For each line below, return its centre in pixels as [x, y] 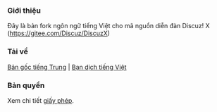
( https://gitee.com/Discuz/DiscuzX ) [59, 33]
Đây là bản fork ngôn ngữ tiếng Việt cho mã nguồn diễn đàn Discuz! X [108, 26]
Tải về [18, 51]
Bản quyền [26, 85]
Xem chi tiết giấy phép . [41, 100]
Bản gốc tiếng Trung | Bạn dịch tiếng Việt [67, 67]
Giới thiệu [24, 11]
